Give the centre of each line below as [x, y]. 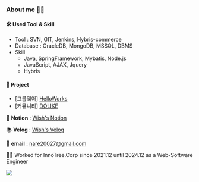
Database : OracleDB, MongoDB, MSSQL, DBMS [74, 46]
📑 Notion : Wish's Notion [37, 118]
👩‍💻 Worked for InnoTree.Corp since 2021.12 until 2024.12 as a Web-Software [99, 155]
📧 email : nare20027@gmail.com [46, 144]
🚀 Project [18, 84]
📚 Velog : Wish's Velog [35, 130]
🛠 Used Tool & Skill [30, 24]
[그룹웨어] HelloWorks [41, 99]
